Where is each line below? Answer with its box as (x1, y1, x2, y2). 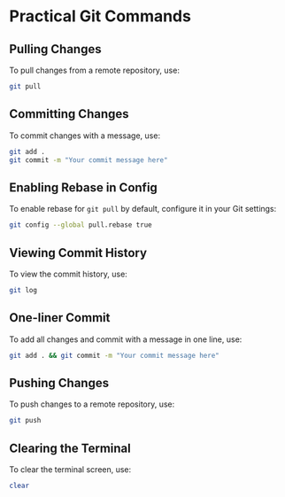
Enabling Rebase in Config (9, 180, 158, 195)
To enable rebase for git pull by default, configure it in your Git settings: (9, 204, 277, 214)
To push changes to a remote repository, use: (9, 399, 175, 409)
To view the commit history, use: (9, 268, 128, 279)
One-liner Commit (9, 310, 111, 325)
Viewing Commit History (9, 245, 148, 260)
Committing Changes (9, 106, 130, 121)
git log (9, 285, 38, 294)
